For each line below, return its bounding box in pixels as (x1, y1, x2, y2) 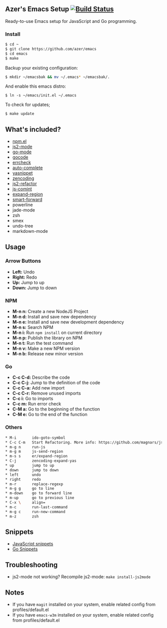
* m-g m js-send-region (5, 449, 64, 454)
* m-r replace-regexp (5, 481, 64, 487)
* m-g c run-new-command (5, 509, 66, 514)
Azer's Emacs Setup (5, 5, 70, 13)
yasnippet (12, 170, 33, 176)
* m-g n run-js (5, 444, 46, 449)
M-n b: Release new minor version (12, 351, 83, 357)
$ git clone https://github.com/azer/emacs (5, 46, 97, 51)
